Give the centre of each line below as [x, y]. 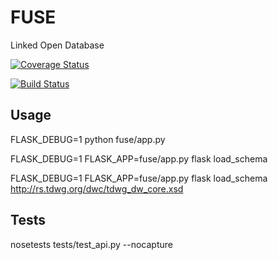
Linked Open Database [57, 45]
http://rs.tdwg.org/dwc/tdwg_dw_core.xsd [97, 188]
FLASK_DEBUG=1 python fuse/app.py [88, 139]
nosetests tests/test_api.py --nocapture [91, 244]
